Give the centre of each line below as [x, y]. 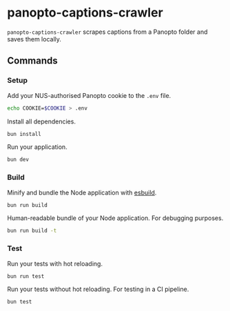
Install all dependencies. [41, 121]
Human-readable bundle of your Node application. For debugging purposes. [115, 218]
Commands [33, 61]
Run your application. [37, 147]
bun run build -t [32, 231]
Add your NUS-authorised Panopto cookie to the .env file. [89, 95]
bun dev [18, 160]
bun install [24, 134]
